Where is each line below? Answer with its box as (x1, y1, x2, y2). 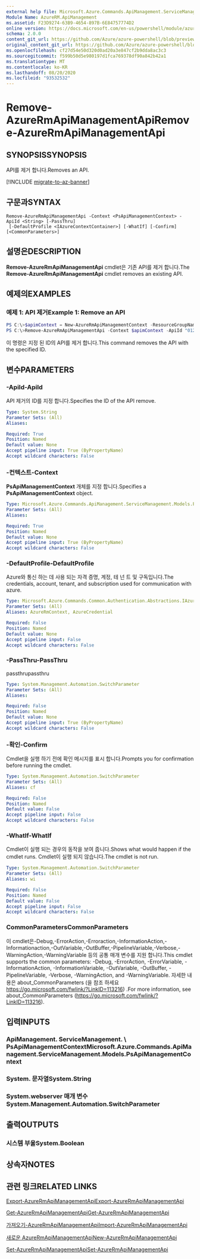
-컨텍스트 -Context (6, 468, 58, 477)
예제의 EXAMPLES (6, 289, 71, 299)
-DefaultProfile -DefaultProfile (6, 559, 94, 568)
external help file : (6, 8, 58, 15)
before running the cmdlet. (6, 762, 72, 769)
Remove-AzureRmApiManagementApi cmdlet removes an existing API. (6, 270, 183, 277)
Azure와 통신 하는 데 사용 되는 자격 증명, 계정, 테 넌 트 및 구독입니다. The (6, 573, 174, 581)
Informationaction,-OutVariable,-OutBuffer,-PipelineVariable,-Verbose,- (6, 944, 180, 951)
